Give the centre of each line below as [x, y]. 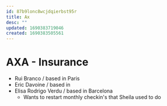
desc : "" [17, 22]
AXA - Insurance [47, 62]
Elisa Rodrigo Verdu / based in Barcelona [63, 91]
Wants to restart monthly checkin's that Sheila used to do [92, 97]
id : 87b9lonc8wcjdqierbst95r [41, 11]
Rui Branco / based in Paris [47, 78]
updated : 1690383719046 [35, 28]
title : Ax [18, 17]
